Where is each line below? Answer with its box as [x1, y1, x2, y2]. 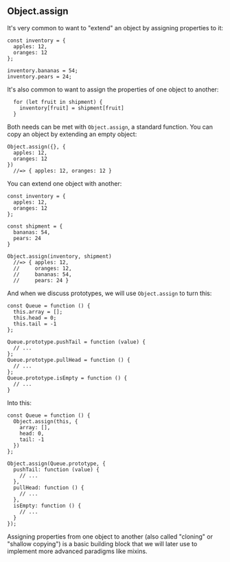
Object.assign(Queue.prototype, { [7, 460, 106, 467]
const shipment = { [7, 223, 63, 230]
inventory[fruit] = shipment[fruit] [19, 105, 125, 111]
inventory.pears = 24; [7, 73, 72, 80]
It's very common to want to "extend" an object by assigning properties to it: [7, 23, 224, 32]
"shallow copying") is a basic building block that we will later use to [7, 539, 198, 548]
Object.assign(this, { [13, 418, 78, 425]
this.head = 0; [13, 314, 57, 321]
